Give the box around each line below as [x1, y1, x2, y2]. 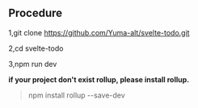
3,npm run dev [8, 59, 57, 69]
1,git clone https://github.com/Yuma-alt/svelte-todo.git [8, 27, 190, 37]
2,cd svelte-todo [8, 44, 64, 53]
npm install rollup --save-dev [27, 90, 125, 100]
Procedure [8, 6, 63, 20]
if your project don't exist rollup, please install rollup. [8, 74, 190, 84]
